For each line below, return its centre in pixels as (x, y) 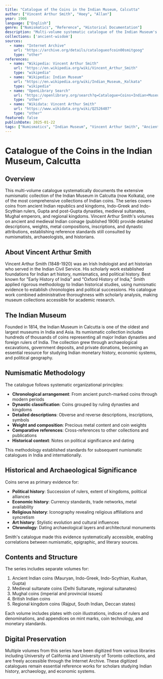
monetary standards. (26, 624)
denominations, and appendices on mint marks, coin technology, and (74, 618)
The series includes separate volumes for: (47, 569)
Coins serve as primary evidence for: (42, 482)
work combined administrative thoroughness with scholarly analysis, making (81, 295)
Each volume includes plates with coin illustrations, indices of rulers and (77, 614)
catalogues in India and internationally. (44, 455)
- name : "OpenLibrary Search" (40, 91)
